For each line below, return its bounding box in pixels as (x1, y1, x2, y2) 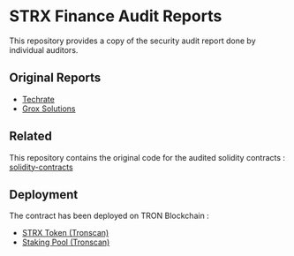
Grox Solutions (21, 103, 77, 114)
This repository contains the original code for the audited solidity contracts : (9, 152, 285, 162)
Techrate (21, 94, 55, 104)
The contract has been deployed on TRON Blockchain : (9, 210, 209, 222)
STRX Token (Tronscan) (21, 228, 109, 238)
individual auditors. (9, 44, 79, 55)
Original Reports (9, 71, 102, 86)
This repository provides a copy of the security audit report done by (9, 35, 256, 46)
